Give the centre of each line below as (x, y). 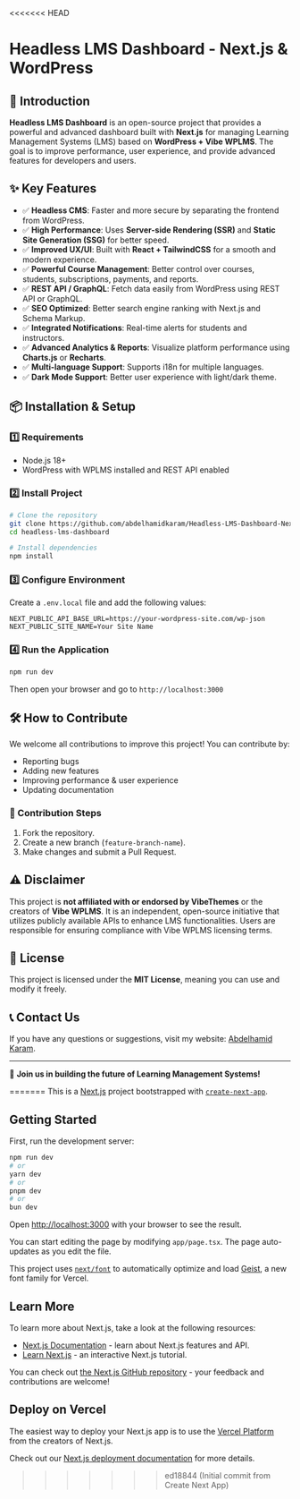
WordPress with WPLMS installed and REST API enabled (125, 470)
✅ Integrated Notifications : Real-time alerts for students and (134, 328)
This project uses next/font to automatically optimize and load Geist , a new (148, 1269)
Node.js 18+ (44, 460)
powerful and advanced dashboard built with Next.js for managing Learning (149, 132)
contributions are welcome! (59, 1381)
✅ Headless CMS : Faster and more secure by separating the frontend (150, 210)
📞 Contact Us (45, 1017)
